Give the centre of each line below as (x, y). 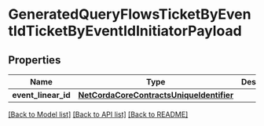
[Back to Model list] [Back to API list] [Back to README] (98, 114)
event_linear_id (41, 95)
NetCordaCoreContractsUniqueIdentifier (156, 95)
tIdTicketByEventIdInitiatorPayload (125, 31)
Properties (35, 60)
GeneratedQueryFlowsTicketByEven (130, 14)
